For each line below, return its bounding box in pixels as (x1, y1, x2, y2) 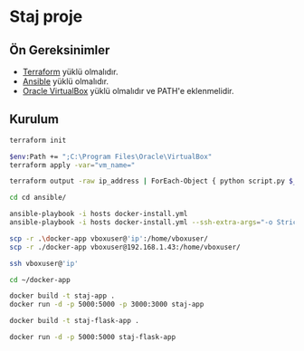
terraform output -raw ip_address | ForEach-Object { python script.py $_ (9, 176, 298, 186)
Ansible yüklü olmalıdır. (22, 76, 109, 87)
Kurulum (9, 111, 60, 128)
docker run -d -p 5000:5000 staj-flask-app (9, 333, 176, 342)
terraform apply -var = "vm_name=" (9, 160, 136, 169)
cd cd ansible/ (9, 193, 67, 203)
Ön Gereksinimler (9, 43, 110, 58)
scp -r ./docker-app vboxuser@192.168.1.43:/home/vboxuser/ (9, 242, 242, 251)
